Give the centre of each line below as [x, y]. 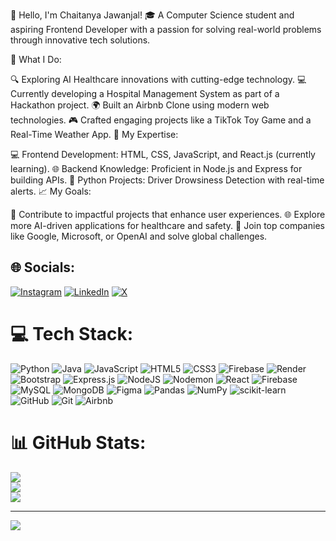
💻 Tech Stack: [72, 334]
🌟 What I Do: [36, 59]
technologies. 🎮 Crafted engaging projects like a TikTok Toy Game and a [161, 120]
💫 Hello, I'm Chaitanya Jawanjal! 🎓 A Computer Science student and [152, 15]
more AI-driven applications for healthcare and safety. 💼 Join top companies [167, 225]
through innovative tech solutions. [80, 40]
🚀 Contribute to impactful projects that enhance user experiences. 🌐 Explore [168, 214]
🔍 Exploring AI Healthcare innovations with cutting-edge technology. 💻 [158, 79]
